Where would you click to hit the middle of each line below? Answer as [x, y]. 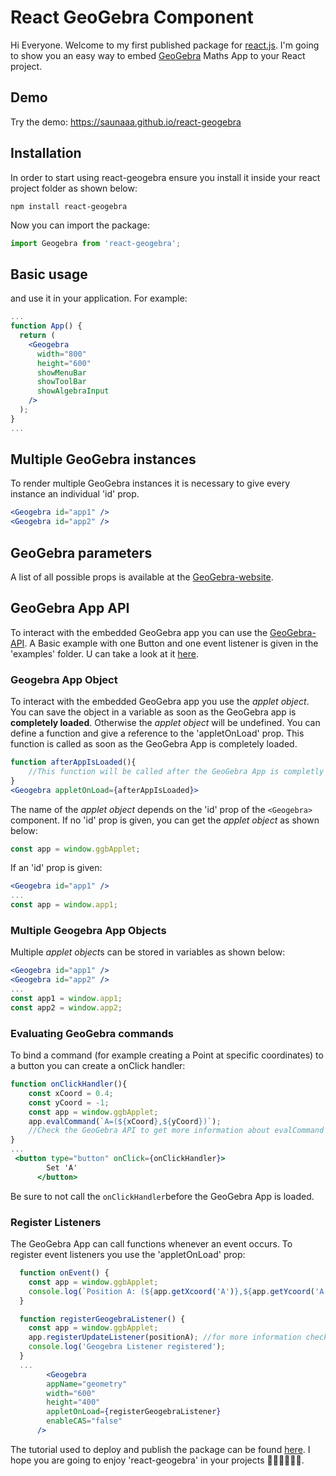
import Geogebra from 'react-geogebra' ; [96, 243]
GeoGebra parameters [81, 552]
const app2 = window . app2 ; [66, 1007]
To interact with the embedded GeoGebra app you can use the [139, 632]
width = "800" [61, 354]
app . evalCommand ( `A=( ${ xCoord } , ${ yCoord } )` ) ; [125, 1121]
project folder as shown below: [74, 188]
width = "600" [71, 1393]
